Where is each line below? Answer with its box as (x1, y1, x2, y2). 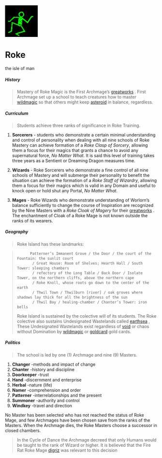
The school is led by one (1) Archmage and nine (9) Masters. (16, 352, 137, 357)
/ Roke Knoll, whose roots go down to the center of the (32, 280, 149, 285)
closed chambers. (5, 427, 41, 433)
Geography (5, 229, 29, 235)
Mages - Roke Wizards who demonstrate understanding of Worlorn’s (12, 197, 150, 203)
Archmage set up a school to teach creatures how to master (16, 94, 137, 100)
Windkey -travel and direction (12, 403, 73, 408)
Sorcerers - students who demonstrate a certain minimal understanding (12, 132, 156, 137)
